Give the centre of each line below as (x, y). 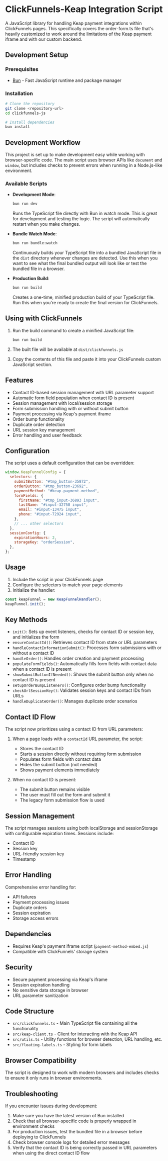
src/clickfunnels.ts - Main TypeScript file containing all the (75, 1023)
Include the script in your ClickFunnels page (58, 579)
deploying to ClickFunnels (39, 1137)
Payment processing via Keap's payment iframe (62, 414)
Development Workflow (43, 143)
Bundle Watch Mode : (34, 234)
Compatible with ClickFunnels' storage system (60, 951)
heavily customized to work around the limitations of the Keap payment (78, 34)
